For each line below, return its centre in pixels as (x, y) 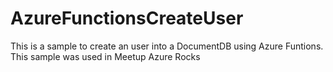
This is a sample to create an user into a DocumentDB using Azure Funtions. (167, 46)
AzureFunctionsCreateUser (127, 18)
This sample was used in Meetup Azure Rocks (105, 56)
